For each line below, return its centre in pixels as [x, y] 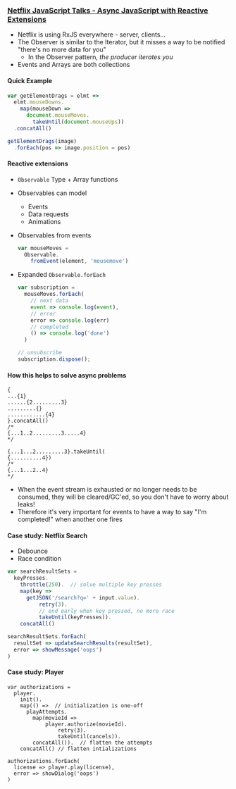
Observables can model [52, 193]
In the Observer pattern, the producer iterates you [101, 57]
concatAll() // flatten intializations [79, 749]
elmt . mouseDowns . [39, 102]
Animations [44, 221]
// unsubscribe [40, 353]
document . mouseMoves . [58, 116]
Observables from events [54, 235]
